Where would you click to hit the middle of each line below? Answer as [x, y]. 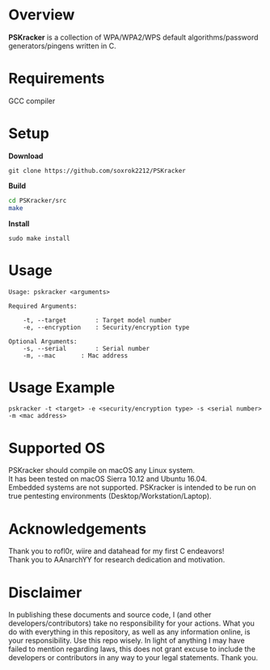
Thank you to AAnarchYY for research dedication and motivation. [117, 560]
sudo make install [39, 238]
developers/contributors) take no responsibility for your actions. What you [131, 623]
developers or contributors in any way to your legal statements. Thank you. [133, 658]
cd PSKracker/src [38, 200]
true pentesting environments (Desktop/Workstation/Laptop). [110, 496]
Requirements [57, 79]
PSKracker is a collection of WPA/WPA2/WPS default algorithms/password [133, 37]
